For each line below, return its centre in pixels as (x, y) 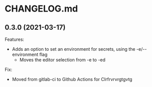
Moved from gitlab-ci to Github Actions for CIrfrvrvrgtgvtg (72, 79)
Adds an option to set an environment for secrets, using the (73, 49)
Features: (15, 39)
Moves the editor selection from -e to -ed (62, 60)
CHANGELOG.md (42, 9)
